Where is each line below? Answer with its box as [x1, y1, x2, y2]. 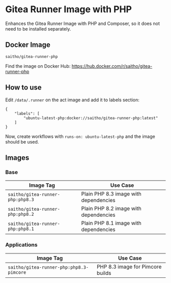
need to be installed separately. [5, 25, 71, 32]
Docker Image [5, 41, 51, 49]
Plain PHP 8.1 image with [81, 220, 141, 227]
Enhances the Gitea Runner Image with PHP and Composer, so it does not [5, 20, 160, 26]
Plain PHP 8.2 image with [81, 205, 141, 212]
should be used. [5, 138, 39, 145]
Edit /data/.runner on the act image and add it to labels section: [5, 97, 140, 103]
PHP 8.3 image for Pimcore [96, 263, 162, 270]
